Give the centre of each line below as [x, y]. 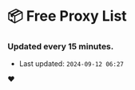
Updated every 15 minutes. [61, 47]
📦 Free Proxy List [67, 16]
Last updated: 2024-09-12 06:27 [71, 64]
